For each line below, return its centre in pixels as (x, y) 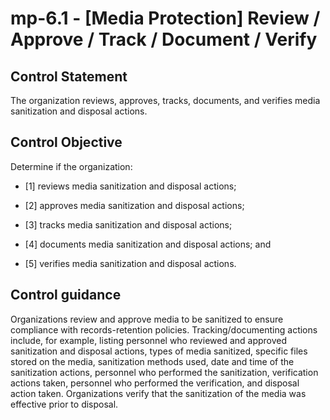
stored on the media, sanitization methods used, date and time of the (152, 361)
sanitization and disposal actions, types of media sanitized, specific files (159, 351)
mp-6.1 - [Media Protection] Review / (165, 18)
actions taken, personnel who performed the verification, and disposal (155, 383)
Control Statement (69, 76)
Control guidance (66, 295)
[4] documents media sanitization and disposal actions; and (148, 244)
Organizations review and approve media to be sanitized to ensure (147, 319)
